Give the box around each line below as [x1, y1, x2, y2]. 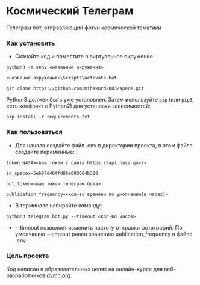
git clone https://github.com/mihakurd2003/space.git [6, 85, 145, 91]
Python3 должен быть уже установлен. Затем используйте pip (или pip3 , [6, 96, 194, 103]
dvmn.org [46, 272, 71, 279]
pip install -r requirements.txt [6, 114, 90, 120]
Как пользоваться [6, 128, 63, 136]
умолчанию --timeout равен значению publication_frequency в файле [14, 230, 193, 237]
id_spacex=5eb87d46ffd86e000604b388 [6, 170, 98, 176]
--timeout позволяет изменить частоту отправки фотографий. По [14, 224, 183, 231]
